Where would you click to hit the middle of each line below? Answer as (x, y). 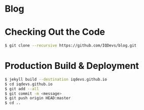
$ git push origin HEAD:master (38, 98)
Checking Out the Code (55, 32)
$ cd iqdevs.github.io (29, 84)
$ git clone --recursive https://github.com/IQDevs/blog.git (71, 46)
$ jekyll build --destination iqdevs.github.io (56, 79)
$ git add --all (22, 89)
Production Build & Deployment (72, 66)
